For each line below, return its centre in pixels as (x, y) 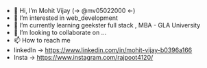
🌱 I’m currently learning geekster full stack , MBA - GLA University (107, 25)
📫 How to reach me (42, 40)
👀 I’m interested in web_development (65, 18)
